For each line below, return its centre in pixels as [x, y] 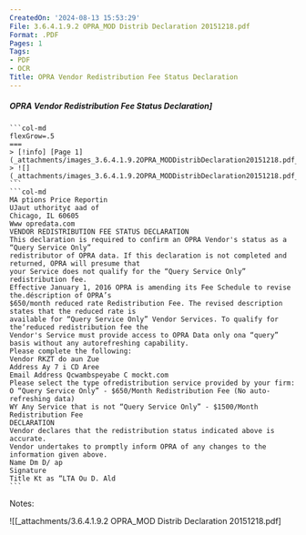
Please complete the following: [71, 351]
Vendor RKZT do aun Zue [55, 359]
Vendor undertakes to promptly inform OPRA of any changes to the [138, 447]
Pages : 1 [26, 43]
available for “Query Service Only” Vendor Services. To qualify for [144, 319]
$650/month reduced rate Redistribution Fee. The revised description [146, 303]
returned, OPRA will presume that [75, 263]
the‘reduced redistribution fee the [79, 327]
